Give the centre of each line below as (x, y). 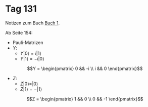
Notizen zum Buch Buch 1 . (33, 23)
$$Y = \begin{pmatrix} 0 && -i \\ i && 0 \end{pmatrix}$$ (85, 68)
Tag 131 (21, 9)
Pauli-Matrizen (28, 42)
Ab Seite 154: (19, 32)
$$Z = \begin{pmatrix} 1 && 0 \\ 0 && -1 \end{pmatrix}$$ (85, 99)
